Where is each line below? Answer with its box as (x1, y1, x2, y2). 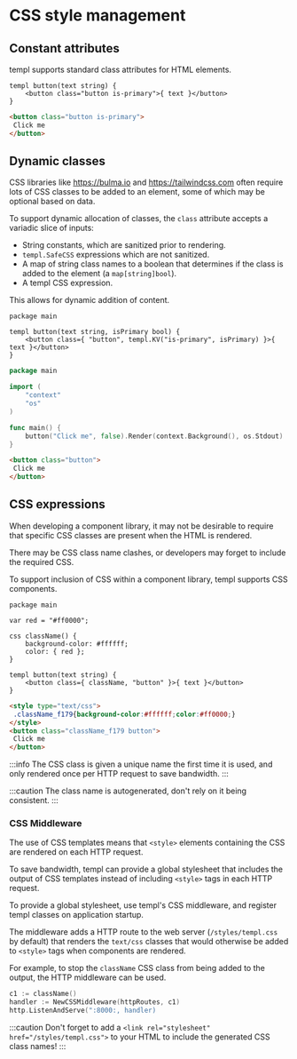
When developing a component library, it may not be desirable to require (9, 521, 274, 531)
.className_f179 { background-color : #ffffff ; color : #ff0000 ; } (12, 710, 237, 719)
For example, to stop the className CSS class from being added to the (9, 963, 266, 974)
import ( (9, 383, 42, 392)
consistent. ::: (9, 795, 59, 806)
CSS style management (9, 5, 186, 26)
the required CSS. (9, 556, 74, 567)
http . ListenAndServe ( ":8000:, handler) (9, 1006, 157, 1015)
